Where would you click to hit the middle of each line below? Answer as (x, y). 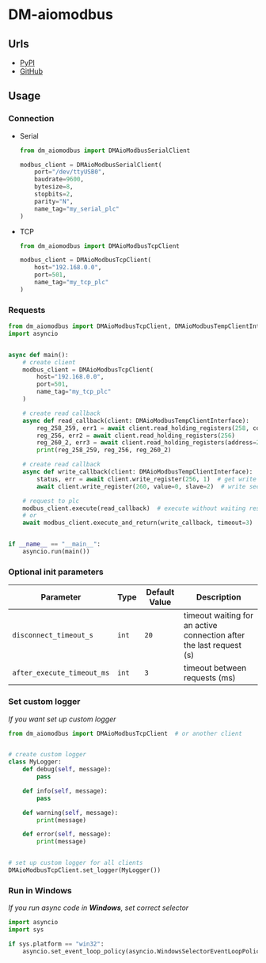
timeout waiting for (218, 615)
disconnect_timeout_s (53, 636)
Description (218, 597)
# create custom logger (47, 755)
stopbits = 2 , (54, 194)
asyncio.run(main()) (56, 552)
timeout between (215, 668)
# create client (49, 362)
